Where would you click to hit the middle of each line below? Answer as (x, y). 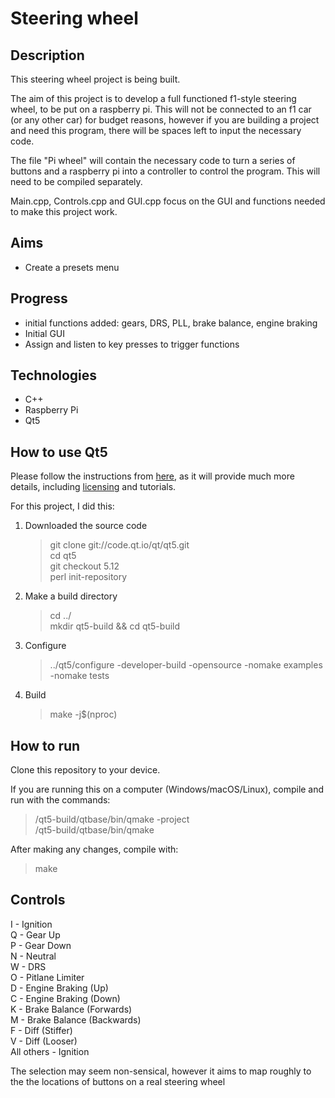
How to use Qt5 (59, 452)
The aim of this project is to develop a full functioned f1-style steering (153, 98)
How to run (45, 745)
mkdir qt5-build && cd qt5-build (115, 626)
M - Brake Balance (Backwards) (76, 1019)
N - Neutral (33, 956)
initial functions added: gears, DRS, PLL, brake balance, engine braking (171, 323)
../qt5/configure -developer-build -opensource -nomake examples (186, 665)
